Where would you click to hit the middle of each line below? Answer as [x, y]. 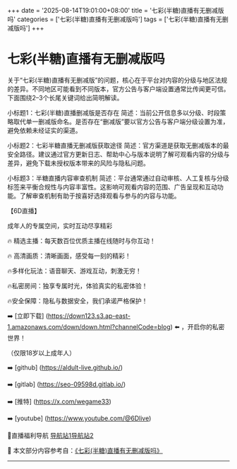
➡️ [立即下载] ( [28, 316]
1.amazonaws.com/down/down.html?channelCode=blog [89, 326]
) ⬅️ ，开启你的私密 [197, 326]
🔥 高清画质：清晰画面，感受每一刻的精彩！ [69, 256]
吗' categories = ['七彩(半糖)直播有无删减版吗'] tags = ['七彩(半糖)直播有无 [115, 19]
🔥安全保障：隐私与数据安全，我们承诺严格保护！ [78, 301]
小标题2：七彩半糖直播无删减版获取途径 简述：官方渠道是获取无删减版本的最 [118, 145]
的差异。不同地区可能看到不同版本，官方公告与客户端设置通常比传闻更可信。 [119, 89]
